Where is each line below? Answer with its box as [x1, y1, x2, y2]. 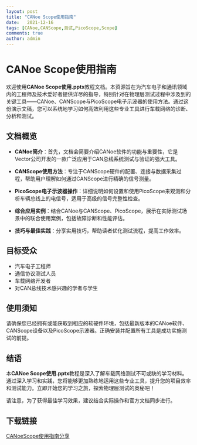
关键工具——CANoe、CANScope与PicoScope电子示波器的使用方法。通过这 [6, 98, 189, 105]
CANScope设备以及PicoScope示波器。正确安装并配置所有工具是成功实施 [6, 327, 182, 334]
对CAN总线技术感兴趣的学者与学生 [14, 285, 98, 292]
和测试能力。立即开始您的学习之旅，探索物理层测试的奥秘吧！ [6, 385, 155, 392]
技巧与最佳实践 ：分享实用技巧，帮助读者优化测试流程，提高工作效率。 [14, 227, 185, 234]
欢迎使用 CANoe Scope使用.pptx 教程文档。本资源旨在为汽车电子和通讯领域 [6, 83, 188, 90]
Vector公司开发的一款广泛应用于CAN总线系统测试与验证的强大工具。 [14, 155, 181, 162]
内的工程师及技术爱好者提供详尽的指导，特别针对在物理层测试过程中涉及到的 [6, 90, 191, 97]
